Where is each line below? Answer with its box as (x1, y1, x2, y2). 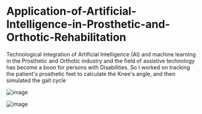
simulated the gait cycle (6, 77, 66, 84)
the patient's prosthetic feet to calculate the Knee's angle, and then (6, 70, 176, 77)
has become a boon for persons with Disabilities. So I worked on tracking (6, 63, 190, 71)
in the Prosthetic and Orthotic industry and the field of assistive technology (6, 57, 195, 64)
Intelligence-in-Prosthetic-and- (6, 17, 170, 31)
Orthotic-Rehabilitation (6, 31, 126, 44)
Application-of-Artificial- (6, 4, 137, 18)
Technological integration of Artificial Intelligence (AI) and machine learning (6, 50, 197, 58)
